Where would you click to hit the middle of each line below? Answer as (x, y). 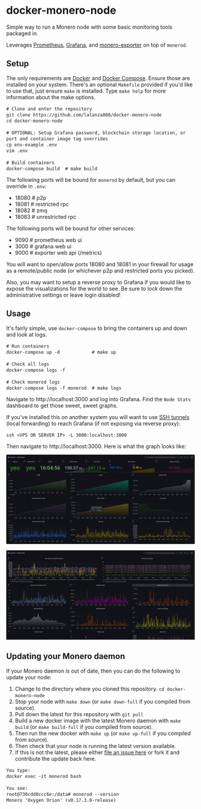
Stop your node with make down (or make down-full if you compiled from (102, 701)
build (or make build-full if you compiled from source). (84, 726)
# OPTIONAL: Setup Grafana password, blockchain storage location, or (96, 133)
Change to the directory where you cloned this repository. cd (89, 689)
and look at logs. (27, 334)
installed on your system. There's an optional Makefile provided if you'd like (100, 84)
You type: (19, 770)
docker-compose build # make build (52, 169)
